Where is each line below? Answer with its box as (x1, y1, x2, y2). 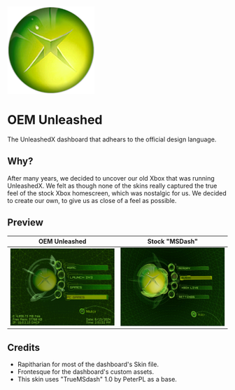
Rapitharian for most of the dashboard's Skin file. (17, 360, 159, 369)
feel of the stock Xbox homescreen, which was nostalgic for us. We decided (7, 188, 227, 197)
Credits (7, 342, 41, 354)
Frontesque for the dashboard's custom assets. (17, 368, 155, 376)
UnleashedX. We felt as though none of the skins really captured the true (7, 181, 218, 190)
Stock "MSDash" (147, 237, 198, 246)
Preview (7, 216, 44, 229)
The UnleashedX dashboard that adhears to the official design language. (7, 135, 217, 144)
